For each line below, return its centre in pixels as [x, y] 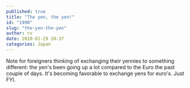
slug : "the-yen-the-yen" [36, 28]
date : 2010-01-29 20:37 [35, 39]
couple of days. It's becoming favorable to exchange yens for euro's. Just [95, 73]
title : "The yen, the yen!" [40, 17]
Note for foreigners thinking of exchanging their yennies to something [90, 61]
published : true [26, 11]
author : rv [19, 33]
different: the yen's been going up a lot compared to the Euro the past [90, 67]
